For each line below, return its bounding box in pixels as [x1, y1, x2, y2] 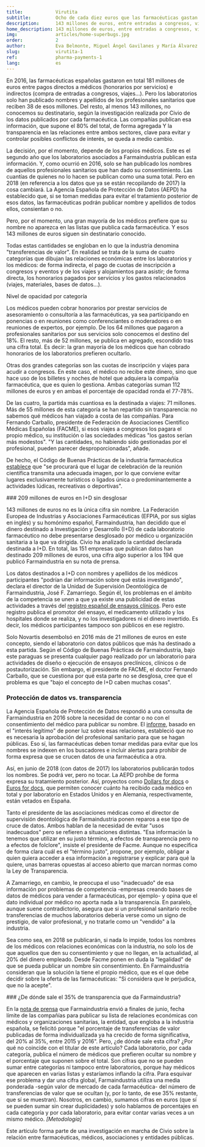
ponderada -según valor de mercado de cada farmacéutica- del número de [6, 1083, 196, 1090]
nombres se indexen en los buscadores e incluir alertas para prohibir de [6, 746, 187, 754]
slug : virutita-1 [6, 49, 84, 55]
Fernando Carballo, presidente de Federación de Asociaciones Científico [6, 418, 189, 426]
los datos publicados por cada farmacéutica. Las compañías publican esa [6, 115, 192, 123]
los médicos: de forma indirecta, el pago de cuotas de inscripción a [6, 261, 176, 268]
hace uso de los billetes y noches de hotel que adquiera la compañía [6, 374, 179, 382]
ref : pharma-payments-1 [6, 54, 103, 60]
